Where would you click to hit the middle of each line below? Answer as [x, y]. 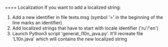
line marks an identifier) [37, 23]
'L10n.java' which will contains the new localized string [69, 39]
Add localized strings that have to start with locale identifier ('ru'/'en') [85, 28]
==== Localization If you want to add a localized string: [63, 7]
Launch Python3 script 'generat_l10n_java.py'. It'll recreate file [78, 33]
